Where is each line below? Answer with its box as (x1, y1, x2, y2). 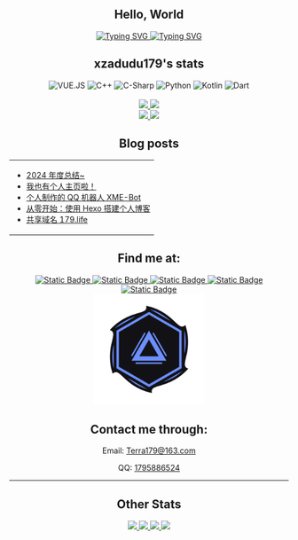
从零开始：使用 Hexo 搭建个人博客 (26, 203, 151, 214)
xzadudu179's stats (93, 57, 205, 72)
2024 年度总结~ (26, 170, 85, 181)
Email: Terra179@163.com (101, 445, 197, 456)
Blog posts (119, 137, 179, 152)
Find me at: (117, 251, 181, 266)
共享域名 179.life (26, 215, 89, 225)
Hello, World (114, 7, 184, 22)
